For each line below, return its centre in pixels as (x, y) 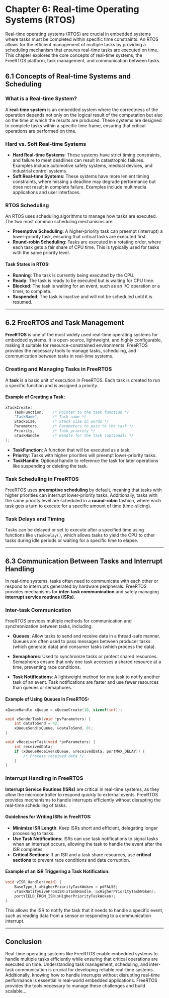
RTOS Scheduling (27, 205)
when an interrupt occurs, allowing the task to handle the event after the (87, 844)
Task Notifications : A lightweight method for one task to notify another (86, 677)
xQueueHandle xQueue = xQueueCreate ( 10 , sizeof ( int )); (64, 710)
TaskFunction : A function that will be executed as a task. (71, 450)
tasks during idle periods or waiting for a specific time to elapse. (72, 540)
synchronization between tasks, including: (49, 626)
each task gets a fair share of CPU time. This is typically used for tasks (86, 247)
